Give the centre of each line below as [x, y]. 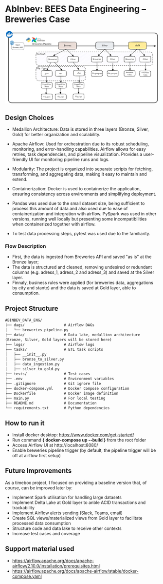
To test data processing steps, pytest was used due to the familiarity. [81, 234]
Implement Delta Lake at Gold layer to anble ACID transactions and [79, 502]
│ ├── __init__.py [26, 355]
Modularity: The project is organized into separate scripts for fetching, [82, 169]
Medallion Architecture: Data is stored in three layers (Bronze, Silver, [81, 129]
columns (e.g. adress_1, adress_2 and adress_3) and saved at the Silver [83, 272]
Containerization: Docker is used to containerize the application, [76, 189]
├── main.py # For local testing [55, 399]
